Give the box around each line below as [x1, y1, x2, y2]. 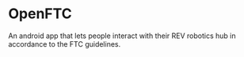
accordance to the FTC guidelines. [8, 39, 121, 48]
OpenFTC [8, 5, 73, 23]
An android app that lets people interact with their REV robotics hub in [8, 31, 236, 40]
